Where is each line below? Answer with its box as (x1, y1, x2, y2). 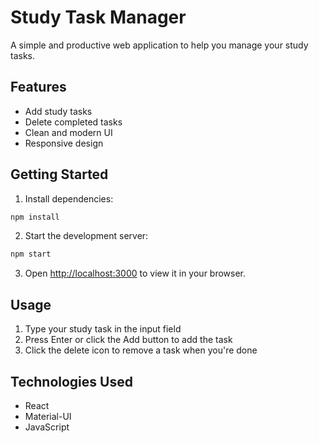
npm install (10, 212, 60, 222)
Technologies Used (10, 373, 133, 390)
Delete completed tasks (24, 116, 123, 128)
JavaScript (24, 421, 70, 433)
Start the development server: (24, 230, 149, 242)
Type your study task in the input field (24, 323, 182, 335)
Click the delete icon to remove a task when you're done (24, 344, 258, 356)
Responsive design (24, 137, 104, 149)
